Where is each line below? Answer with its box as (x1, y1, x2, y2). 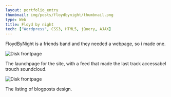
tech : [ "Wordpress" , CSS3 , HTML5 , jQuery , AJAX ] (5, 27, 111, 32)
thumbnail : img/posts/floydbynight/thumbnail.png (5, 12, 114, 17)
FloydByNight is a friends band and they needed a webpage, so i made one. (5, 41, 166, 47)
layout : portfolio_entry (5, 7, 59, 13)
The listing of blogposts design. (5, 86, 72, 92)
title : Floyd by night (5, 22, 54, 27)
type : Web (5, 17, 27, 22)
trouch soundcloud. (5, 66, 47, 72)
